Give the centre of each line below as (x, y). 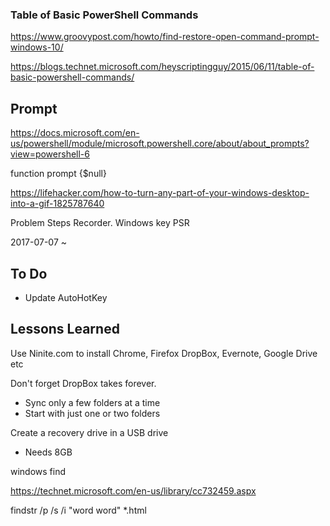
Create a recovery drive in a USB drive (89, 432)
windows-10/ (37, 47)
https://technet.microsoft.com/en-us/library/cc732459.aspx (133, 490)
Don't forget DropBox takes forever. (83, 383)
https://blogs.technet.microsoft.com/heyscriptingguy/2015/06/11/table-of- (162, 67)
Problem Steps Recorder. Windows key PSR (100, 223)
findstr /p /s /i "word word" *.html (78, 510)
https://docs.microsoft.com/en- (75, 133)
